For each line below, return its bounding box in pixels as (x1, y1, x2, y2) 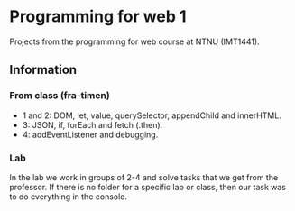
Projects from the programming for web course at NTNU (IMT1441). (9, 36, 260, 47)
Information (9, 62, 78, 78)
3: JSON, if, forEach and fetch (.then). (22, 119, 163, 130)
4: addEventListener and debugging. (22, 129, 159, 140)
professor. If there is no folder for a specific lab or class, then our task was (9, 181, 287, 192)
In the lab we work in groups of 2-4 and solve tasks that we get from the (9, 171, 279, 182)
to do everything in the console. (9, 191, 128, 202)
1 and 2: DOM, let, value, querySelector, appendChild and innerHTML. (22, 110, 281, 121)
